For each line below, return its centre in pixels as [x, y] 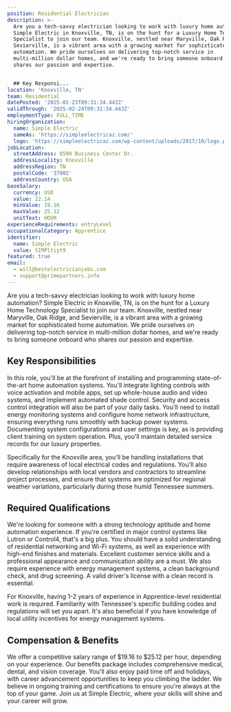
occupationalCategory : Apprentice [57, 231]
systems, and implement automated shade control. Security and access [109, 399]
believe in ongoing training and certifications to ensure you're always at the [114, 686]
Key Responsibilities [52, 361]
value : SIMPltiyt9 [40, 250]
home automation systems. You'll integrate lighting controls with [119, 385]
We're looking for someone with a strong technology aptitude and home [109, 524]
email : [16, 263]
